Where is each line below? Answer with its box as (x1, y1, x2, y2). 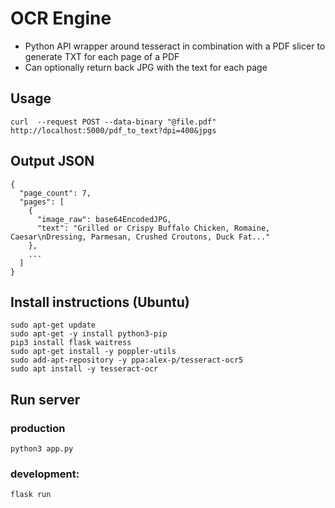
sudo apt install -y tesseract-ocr (10, 364, 159, 374)
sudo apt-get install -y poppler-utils (10, 347, 177, 357)
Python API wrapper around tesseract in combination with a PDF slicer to (24, 40, 326, 52)
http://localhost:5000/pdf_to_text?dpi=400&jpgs (10, 125, 217, 136)
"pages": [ (19, 197, 65, 207)
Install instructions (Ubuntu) (10, 293, 190, 311)
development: (10, 467, 80, 481)
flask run (10, 490, 52, 500)
